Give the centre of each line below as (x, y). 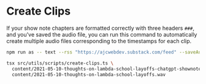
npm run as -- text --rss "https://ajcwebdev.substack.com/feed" (91, 52)
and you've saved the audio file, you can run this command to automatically (102, 34)
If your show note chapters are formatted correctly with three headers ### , (101, 28)
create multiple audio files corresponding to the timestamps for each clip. (99, 41)
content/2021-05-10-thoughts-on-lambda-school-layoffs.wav (89, 74)
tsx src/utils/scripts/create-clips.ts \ (60, 63)
